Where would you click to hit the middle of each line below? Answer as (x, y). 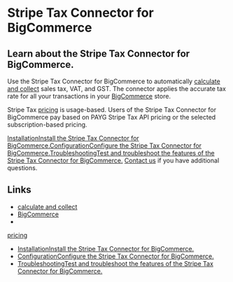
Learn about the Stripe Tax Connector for (99, 54)
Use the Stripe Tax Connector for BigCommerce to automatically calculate (114, 81)
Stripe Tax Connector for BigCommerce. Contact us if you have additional (113, 160)
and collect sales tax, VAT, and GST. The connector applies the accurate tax (116, 89)
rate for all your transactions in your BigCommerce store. (89, 96)
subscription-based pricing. (47, 125)
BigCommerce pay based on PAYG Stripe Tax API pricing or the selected (112, 117)
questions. (22, 168)
